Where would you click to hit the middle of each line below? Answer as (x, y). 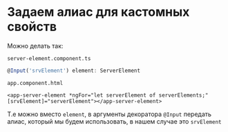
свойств (32, 27)
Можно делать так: (35, 46)
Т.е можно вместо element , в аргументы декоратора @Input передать (110, 114)
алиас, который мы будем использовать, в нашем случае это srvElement (115, 121)
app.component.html (35, 83)
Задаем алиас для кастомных (98, 12)
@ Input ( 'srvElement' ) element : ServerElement (74, 70)
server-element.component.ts (49, 58)
